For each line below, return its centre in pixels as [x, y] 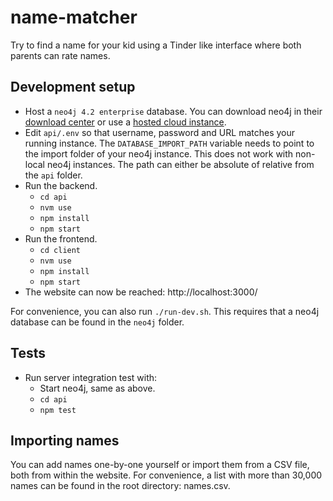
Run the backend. [61, 185]
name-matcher [74, 17]
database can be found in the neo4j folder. [97, 322]
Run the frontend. [61, 238]
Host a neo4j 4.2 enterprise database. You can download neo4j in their [173, 111]
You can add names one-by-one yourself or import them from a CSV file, [160, 465]
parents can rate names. [60, 55]
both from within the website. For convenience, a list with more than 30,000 [166, 475]
